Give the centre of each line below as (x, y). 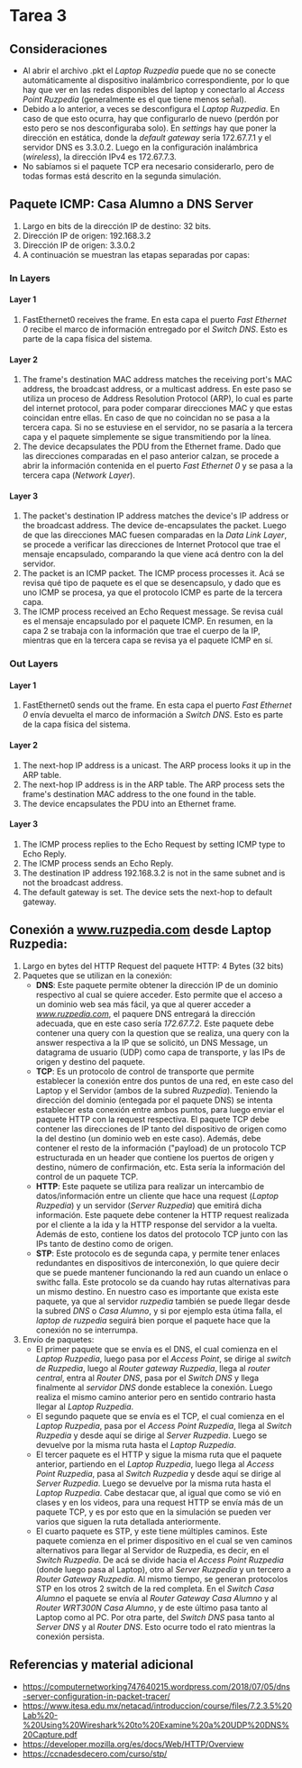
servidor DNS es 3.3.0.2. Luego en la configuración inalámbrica (140, 147)
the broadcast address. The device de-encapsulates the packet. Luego (154, 526)
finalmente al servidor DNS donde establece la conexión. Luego (154, 1387)
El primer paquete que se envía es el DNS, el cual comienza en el (156, 1349)
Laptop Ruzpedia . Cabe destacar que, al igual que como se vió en (158, 1492)
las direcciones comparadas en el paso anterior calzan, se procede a (151, 456)
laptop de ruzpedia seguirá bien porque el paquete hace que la (153, 1320)
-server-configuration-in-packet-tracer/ (96, 1696)
